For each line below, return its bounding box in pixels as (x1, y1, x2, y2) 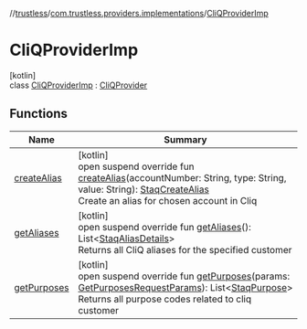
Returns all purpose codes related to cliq (77, 292, 252, 305)
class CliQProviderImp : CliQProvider (9, 80, 148, 90)
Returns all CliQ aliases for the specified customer (77, 243, 292, 256)
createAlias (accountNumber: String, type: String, (77, 171, 287, 184)
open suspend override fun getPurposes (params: (77, 270, 291, 282)
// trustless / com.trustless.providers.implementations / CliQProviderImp (9, 8, 270, 18)
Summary (164, 133, 207, 145)
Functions (9, 106, 69, 122)
